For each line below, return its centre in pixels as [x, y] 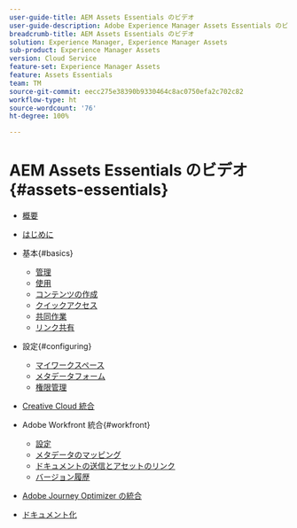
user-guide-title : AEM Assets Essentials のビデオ [102, 17]
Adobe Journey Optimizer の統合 [82, 496]
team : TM [25, 83]
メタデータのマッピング [78, 455]
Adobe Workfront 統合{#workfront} [86, 425]
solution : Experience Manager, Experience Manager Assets [118, 42]
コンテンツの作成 [66, 294]
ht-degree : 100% [39, 116]
